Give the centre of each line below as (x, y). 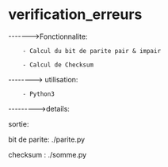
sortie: (19, 123)
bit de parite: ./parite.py (47, 139)
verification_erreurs (75, 15)
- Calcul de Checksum (58, 65)
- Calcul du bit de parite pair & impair (92, 51)
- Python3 (39, 94)
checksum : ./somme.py (48, 154)
